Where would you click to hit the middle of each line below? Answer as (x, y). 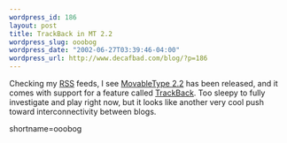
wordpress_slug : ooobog (53, 42)
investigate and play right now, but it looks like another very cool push (136, 102)
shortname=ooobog (46, 128)
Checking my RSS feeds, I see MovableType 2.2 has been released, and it (143, 83)
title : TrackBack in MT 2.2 (61, 34)
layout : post (33, 26)
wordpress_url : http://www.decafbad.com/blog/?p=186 (109, 58)
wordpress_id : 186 (43, 17)
